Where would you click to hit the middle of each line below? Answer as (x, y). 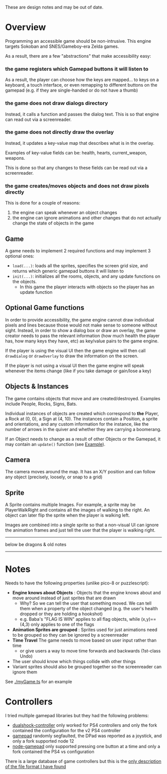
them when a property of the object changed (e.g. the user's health (89, 609)
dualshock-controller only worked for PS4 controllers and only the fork (85, 725)
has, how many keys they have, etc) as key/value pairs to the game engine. (82, 341)
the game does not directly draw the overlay (60, 132)
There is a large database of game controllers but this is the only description (83, 762)
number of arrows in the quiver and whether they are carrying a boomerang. (83, 429)
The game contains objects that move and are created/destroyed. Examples (83, 398)
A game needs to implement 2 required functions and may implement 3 (78, 250)
